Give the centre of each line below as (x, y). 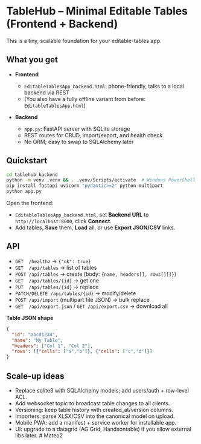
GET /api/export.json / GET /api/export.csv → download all (91, 306)
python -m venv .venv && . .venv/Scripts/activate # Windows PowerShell (101, 180)
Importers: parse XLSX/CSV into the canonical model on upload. (95, 416)
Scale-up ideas (35, 376)
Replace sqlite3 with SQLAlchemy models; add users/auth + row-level (102, 390)
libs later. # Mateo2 (39, 435)
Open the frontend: (30, 203)
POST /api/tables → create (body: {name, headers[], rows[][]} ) (96, 274)
